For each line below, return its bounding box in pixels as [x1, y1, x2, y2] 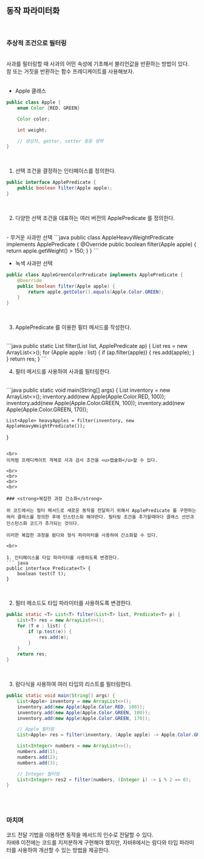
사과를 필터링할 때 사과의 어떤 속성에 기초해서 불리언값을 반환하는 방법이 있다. [6, 60, 189, 68]
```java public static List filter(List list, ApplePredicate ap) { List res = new [6, 342, 188, 350]
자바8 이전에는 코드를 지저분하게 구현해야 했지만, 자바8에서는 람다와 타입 [6, 838, 178, 846]
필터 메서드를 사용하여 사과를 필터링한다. [15, 368, 111, 375]
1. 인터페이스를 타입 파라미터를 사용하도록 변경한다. [6, 555, 120, 561]
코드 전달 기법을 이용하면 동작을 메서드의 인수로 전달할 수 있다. [6, 831, 154, 838]
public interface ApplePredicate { [6, 179, 97, 186]
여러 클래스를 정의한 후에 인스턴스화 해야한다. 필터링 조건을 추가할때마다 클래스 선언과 [6, 514, 194, 520]
